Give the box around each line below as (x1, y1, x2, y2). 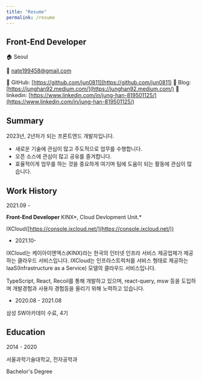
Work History (6, 185, 57, 196)
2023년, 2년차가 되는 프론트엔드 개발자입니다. (6, 132, 115, 139)
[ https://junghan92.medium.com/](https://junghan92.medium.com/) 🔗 (6, 85, 180, 92)
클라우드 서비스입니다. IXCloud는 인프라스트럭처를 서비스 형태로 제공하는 (17, 257, 189, 264)
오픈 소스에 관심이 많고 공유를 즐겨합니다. (14, 153, 112, 160)
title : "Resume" (6, 8, 47, 15)
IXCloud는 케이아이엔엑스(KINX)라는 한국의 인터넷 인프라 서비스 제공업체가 (6, 249, 183, 257)
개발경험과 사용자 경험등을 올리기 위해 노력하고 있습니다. (12, 284, 145, 292)
